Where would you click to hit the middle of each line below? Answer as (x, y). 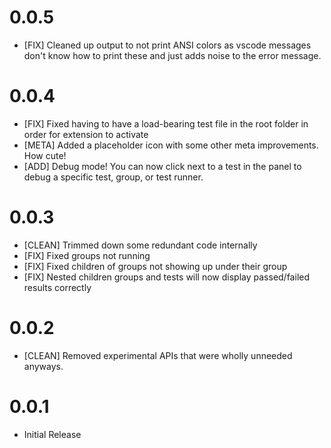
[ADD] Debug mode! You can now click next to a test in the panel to (162, 166)
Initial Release (52, 434)
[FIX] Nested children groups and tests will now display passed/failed (166, 277)
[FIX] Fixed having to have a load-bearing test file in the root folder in (166, 123)
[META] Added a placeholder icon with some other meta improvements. (171, 145)
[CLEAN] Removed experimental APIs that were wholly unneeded (158, 355)
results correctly (57, 287)
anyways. (43, 366)
